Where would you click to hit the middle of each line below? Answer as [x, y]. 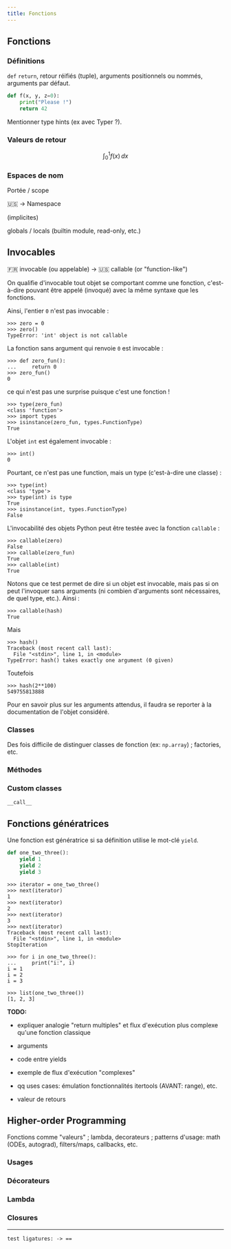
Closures [23, 1218]
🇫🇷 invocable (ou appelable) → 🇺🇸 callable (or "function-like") [97, 269]
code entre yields [42, 1059]
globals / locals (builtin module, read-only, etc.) [74, 231]
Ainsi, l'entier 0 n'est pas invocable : [58, 311]
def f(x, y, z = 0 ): [33, 96]
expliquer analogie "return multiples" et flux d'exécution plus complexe [118, 1025]
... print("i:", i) [41, 963]
